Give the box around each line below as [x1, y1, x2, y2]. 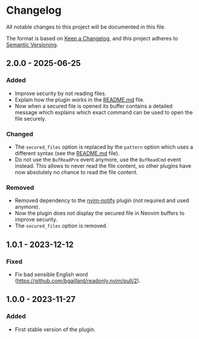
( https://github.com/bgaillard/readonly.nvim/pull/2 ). [14, 277, 141, 284]
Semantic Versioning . [6, 41, 58, 48]
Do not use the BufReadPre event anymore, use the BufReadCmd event [14, 156, 181, 163]
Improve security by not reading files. [14, 90, 107, 97]
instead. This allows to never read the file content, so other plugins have [14, 162, 192, 169]
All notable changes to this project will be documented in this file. [6, 23, 166, 30]
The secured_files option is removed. [14, 222, 108, 230]
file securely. [14, 115, 46, 122]
